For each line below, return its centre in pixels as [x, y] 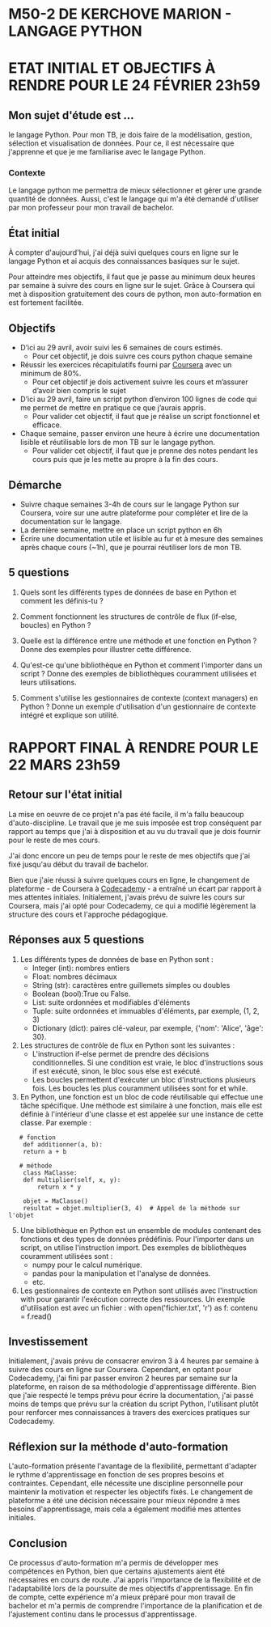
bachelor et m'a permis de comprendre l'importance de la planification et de [135, 1605]
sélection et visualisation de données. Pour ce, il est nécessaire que [121, 143]
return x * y [59, 1187]
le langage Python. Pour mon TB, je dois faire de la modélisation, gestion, [130, 135]
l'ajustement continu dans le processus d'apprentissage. [103, 1614]
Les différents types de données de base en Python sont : [116, 959]
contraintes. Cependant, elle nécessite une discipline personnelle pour [126, 1483]
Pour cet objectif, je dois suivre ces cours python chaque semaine [142, 356]
